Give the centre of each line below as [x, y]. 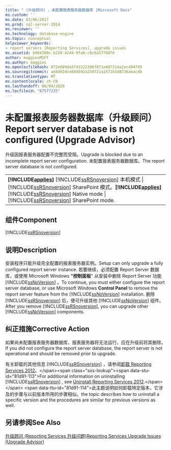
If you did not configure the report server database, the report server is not [84, 348]
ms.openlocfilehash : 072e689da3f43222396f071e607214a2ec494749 [74, 67]
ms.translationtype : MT [31, 77]
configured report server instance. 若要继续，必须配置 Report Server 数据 [82, 269]
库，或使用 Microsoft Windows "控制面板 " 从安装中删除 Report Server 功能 [83, 276]
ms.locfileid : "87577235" [33, 91]
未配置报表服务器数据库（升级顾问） [81, 118]
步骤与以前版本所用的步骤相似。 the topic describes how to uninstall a [87, 394]
